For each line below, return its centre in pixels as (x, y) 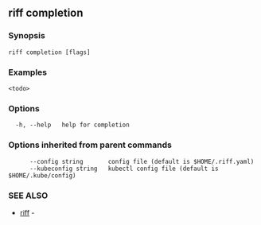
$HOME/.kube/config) (43, 175)
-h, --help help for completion (72, 125)
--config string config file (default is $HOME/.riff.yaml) (142, 161)
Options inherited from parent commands (90, 145)
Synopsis (27, 36)
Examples (28, 72)
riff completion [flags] (49, 52)
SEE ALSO (28, 196)
